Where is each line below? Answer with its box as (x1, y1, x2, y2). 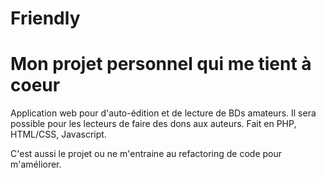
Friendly (10, 7, 81, 30)
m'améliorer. (10, 158, 62, 171)
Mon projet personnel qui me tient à (10, 53, 312, 76)
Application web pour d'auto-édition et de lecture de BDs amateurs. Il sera (10, 107, 317, 119)
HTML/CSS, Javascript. (10, 128, 107, 141)
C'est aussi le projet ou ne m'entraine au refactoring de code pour (10, 148, 283, 160)
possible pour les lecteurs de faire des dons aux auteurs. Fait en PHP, (10, 118, 297, 130)
